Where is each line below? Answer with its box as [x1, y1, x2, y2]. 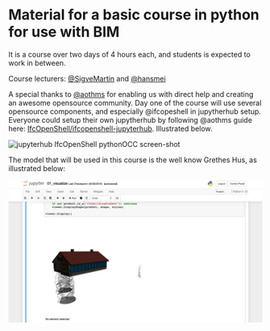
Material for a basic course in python [8, 6, 260, 24]
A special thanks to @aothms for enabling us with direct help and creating [8, 89, 254, 98]
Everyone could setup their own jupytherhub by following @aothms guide [8, 115, 252, 124]
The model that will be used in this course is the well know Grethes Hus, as [8, 155, 258, 165]
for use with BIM [8, 23, 120, 41]
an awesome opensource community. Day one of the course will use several [8, 98, 262, 107]
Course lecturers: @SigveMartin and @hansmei [8, 73, 167, 83]
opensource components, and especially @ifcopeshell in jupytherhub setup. [8, 107, 262, 116]
